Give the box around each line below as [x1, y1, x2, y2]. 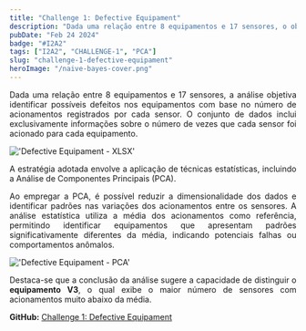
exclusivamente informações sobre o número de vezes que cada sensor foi [9, 118, 297, 129]
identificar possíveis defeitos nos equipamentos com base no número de [9, 98, 297, 109]
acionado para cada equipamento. [9, 128, 138, 139]
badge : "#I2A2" [9, 38, 67, 48]
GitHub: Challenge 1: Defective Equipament [9, 311, 173, 322]
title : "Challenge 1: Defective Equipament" [9, 13, 181, 23]
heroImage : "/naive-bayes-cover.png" [9, 65, 153, 74]
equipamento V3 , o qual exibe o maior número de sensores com [9, 284, 297, 295]
